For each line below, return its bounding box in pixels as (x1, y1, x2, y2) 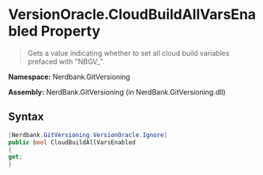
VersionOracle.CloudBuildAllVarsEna (8, 6, 257, 24)
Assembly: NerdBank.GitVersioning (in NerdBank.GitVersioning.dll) (8, 87, 227, 96)
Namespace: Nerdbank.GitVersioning (8, 72, 130, 81)
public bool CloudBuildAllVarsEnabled (8, 138, 136, 147)
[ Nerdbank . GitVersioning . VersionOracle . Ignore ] (8, 131, 168, 139)
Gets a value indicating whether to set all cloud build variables (27, 48, 230, 58)
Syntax (8, 110, 44, 124)
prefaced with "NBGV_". (27, 57, 105, 66)
